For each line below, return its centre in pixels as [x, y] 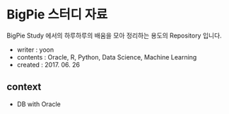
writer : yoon [35, 50]
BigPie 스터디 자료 [57, 15]
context [24, 87]
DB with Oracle [39, 104]
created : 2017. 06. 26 [48, 64]
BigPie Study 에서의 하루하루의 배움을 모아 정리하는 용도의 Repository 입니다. [114, 35]
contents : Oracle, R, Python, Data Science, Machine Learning [107, 57]
